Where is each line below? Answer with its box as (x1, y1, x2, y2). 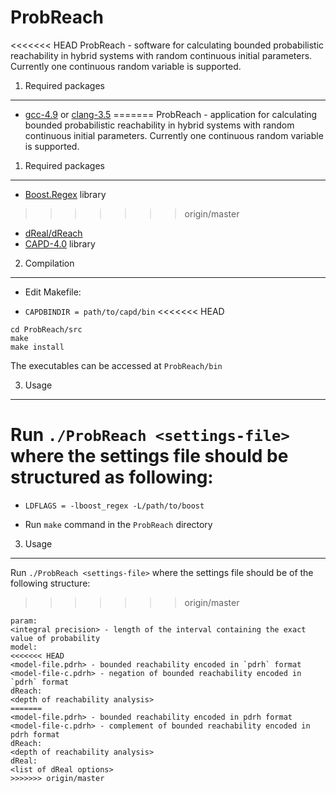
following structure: (10, 577, 91, 589)
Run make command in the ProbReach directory (24, 518, 213, 530)
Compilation (24, 257, 75, 269)
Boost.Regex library (24, 188, 107, 200)
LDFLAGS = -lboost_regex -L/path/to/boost (24, 501, 205, 511)
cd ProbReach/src (10, 324, 83, 335)
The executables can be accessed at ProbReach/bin (10, 359, 223, 371)
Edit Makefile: (24, 286, 82, 298)
